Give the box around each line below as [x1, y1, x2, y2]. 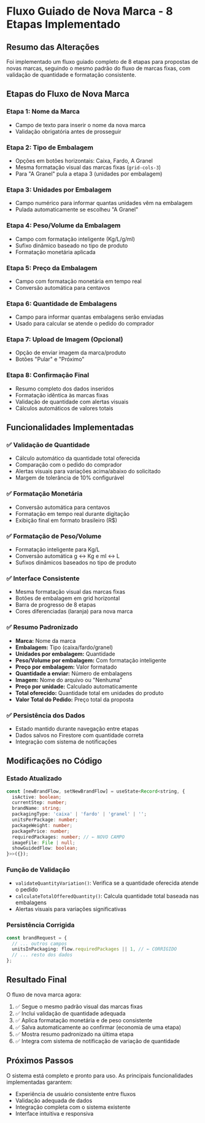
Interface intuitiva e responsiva [15, 1109, 94, 1117]
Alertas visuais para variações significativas [15, 906, 127, 913]
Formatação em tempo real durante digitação [15, 510, 130, 517]
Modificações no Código [6, 756, 102, 766]
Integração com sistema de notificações [15, 738, 117, 745]
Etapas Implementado [6, 17, 121, 31]
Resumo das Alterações [6, 42, 99, 52]
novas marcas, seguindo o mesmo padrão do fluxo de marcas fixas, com [6, 64, 190, 72]
